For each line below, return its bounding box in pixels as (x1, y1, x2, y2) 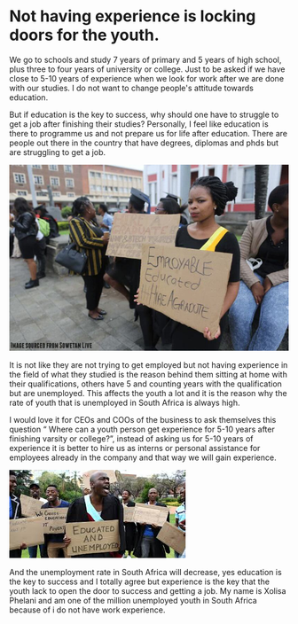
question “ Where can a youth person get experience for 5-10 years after (9, 424, 275, 434)
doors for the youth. (9, 25, 160, 45)
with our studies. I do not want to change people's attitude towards (9, 82, 255, 93)
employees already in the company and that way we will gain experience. (9, 452, 277, 463)
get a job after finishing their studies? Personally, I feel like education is (9, 118, 269, 129)
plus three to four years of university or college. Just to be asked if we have (9, 64, 286, 74)
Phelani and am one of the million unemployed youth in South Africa (9, 595, 257, 605)
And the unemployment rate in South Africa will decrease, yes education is (9, 566, 282, 577)
